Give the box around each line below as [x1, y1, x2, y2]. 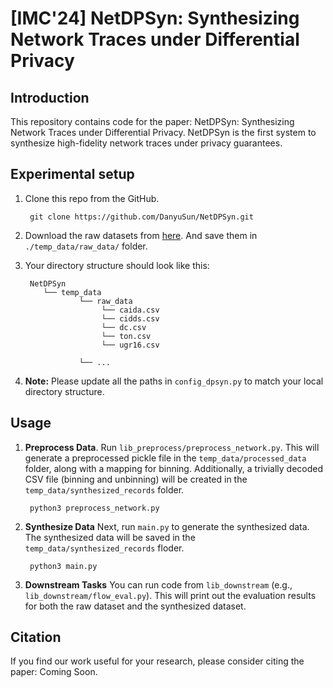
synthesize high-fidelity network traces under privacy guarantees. [10, 137, 283, 149]
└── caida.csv [101, 305, 160, 315]
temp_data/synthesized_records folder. [24, 483, 185, 496]
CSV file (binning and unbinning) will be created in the [24, 473, 248, 485]
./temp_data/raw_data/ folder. [24, 240, 148, 252]
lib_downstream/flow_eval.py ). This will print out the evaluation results [24, 589, 317, 601]
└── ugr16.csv [101, 340, 160, 350]
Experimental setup [10, 166, 135, 183]
